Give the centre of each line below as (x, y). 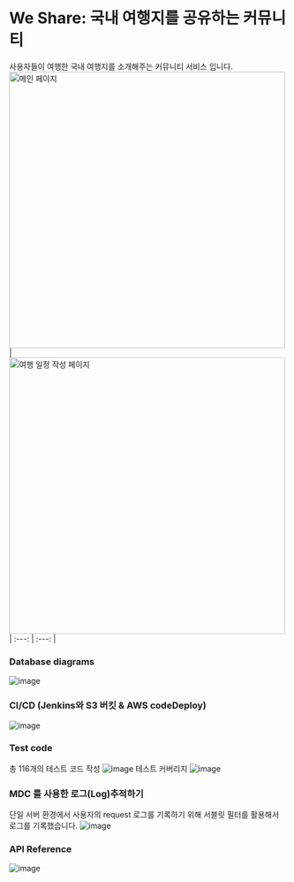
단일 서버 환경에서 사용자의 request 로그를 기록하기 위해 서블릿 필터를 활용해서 (144, 815)
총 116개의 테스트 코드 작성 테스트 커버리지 (98, 768)
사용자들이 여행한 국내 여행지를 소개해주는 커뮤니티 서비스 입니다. (121, 66)
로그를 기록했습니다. (43, 826)
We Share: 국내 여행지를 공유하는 (124, 18)
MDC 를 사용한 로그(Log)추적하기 (76, 794)
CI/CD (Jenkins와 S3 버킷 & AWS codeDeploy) (108, 706)
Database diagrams (52, 662)
